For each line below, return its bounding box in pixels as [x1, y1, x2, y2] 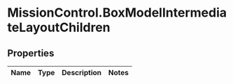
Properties [7, 47, 55, 59]
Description [62, 68, 101, 77]
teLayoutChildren [7, 19, 111, 35]
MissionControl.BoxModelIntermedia [7, 5, 227, 21]
